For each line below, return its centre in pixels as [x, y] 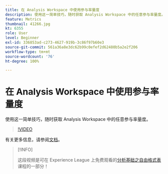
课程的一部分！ [33, 166]
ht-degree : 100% [22, 61]
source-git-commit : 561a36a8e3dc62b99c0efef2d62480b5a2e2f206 [71, 47]
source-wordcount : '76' [30, 56]
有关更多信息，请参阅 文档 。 [34, 140]
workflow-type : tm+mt [28, 52]
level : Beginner [22, 38]
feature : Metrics [23, 19]
